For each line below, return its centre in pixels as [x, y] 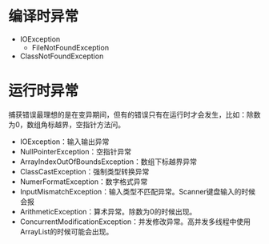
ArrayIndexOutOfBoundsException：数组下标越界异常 [108, 162]
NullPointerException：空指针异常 [76, 151]
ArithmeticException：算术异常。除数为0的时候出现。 [108, 211]
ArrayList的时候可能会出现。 [66, 231]
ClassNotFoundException [62, 56]
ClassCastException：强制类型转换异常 [84, 171]
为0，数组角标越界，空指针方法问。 [67, 124]
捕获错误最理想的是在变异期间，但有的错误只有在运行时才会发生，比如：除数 [134, 114]
